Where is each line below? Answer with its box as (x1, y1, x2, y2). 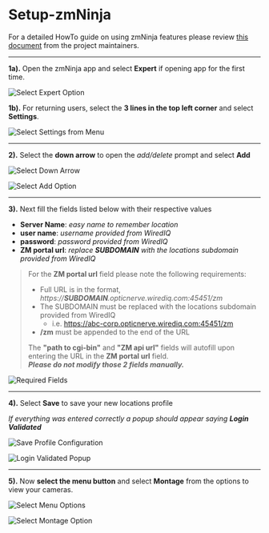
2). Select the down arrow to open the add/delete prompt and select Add (8, 150, 251, 159)
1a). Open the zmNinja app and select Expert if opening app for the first (8, 63, 246, 73)
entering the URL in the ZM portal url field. (27, 351, 169, 361)
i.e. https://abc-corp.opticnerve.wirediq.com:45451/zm (51, 319, 234, 328)
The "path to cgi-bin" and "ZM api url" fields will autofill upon (27, 343, 235, 352)
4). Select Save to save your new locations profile (8, 398, 174, 407)
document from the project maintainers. (8, 40, 140, 50)
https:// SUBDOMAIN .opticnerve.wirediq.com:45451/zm (39, 293, 223, 303)
